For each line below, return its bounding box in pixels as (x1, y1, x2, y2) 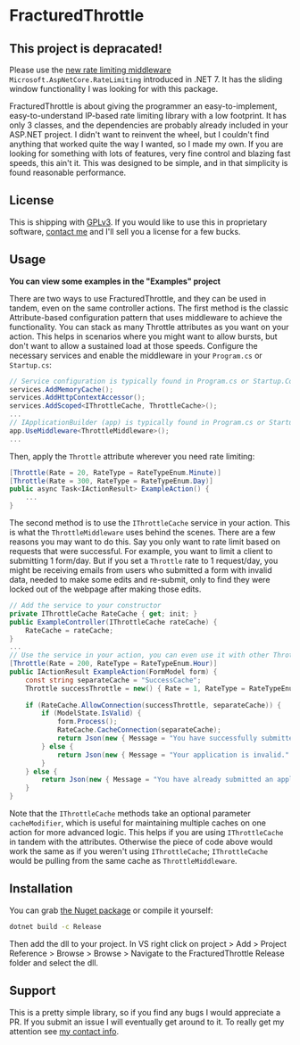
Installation (9, 881, 73, 897)
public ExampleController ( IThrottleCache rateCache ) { (9, 618, 218, 626)
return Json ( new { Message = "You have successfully (56, 734, 257, 742)
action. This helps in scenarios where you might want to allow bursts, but (9, 331, 279, 342)
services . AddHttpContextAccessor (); (9, 394, 146, 402)
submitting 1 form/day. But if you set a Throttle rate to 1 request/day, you (9, 555, 279, 566)
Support (9, 983, 56, 999)
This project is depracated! (9, 41, 162, 56)
